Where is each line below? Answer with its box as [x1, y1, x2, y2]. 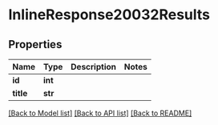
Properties [8, 38, 63, 51]
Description [71, 62, 116, 72]
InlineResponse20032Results [8, 6, 211, 24]
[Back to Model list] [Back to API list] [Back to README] [8, 108, 192, 118]
